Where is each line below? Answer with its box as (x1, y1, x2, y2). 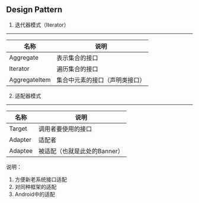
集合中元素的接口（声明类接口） (56, 76, 146, 84)
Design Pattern (6, 5, 63, 15)
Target (9, 124, 28, 133)
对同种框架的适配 (14, 183, 57, 190)
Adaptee (9, 146, 33, 154)
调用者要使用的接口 (38, 124, 92, 133)
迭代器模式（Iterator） (14, 21, 69, 28)
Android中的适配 (14, 191, 55, 198)
